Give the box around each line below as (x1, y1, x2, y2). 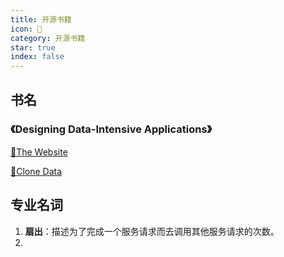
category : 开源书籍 (10, 33, 86, 43)
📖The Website (10, 146, 68, 158)
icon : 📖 (10, 24, 43, 34)
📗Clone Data (10, 165, 63, 177)
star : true (10, 42, 56, 53)
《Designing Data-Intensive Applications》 (10, 122, 213, 136)
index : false (10, 52, 65, 62)
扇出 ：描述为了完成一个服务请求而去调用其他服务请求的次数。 (24, 225, 280, 237)
